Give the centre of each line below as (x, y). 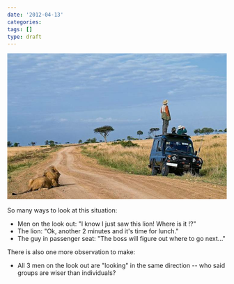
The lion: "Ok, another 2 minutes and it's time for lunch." (98, 231)
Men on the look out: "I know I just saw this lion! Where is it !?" (107, 224)
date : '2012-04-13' (36, 15)
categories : (24, 22)
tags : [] (20, 29)
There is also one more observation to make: (71, 252)
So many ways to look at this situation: (62, 210)
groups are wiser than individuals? (67, 273)
